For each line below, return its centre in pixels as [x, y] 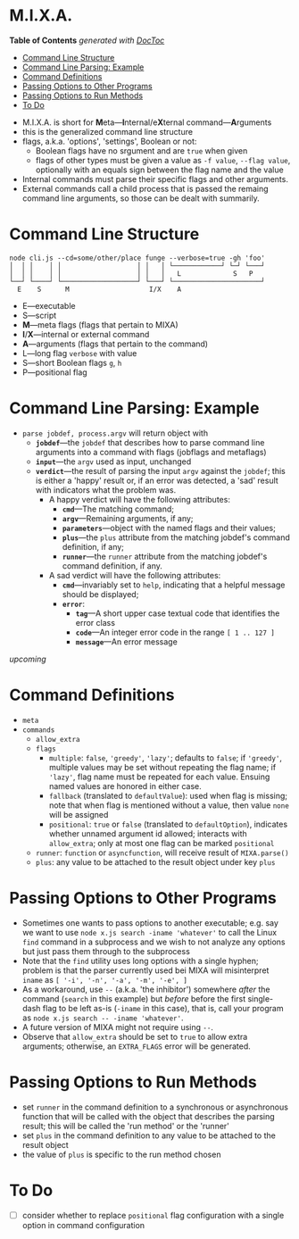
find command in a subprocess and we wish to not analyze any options [154, 942]
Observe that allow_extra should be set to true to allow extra [135, 1036]
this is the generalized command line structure [108, 131]
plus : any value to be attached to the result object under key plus [155, 861]
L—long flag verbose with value [79, 353]
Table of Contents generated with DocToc [87, 40]
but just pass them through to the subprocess [106, 951]
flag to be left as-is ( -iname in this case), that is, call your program [163, 1008]
